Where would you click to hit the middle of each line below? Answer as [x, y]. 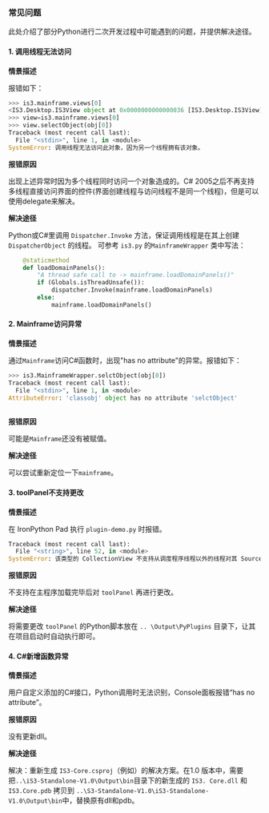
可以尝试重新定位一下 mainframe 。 [63, 473]
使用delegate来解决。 [44, 201]
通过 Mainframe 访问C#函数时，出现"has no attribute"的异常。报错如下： [125, 360]
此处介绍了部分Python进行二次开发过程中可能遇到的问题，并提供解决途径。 [132, 32]
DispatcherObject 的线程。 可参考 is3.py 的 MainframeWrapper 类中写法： [127, 245]
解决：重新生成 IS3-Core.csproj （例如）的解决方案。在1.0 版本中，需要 [126, 771]
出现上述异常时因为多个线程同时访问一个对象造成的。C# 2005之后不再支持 [131, 181]
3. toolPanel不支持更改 [46, 492]
